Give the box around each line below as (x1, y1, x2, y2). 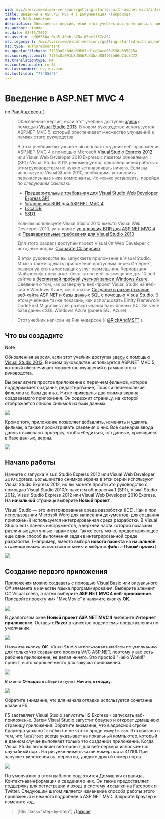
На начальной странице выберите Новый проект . (5, 497, 112, 503)
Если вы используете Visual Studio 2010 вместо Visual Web (17, 220, 141, 226)
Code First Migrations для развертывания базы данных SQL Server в (17, 302, 160, 308)
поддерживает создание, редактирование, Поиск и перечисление (5, 384, 145, 390)
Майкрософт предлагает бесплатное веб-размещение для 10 (17, 271, 147, 276)
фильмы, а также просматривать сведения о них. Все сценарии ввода (5, 424, 154, 430)
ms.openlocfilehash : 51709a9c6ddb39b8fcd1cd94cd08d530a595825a (5, 48, 137, 53)
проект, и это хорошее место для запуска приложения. (5, 660, 122, 666)
